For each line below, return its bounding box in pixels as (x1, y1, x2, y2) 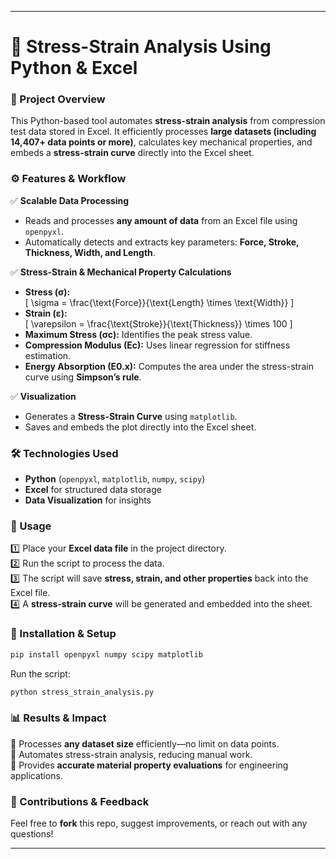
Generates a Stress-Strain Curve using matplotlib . (24, 410, 238, 422)
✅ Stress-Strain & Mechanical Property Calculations (10, 266, 232, 278)
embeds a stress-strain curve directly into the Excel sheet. (10, 147, 255, 159)
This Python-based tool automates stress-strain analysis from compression (10, 115, 326, 127)
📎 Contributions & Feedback (10, 794, 150, 808)
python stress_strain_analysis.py (10, 687, 155, 697)
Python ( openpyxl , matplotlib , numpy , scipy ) (24, 473, 206, 485)
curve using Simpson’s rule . (24, 371, 142, 383)
